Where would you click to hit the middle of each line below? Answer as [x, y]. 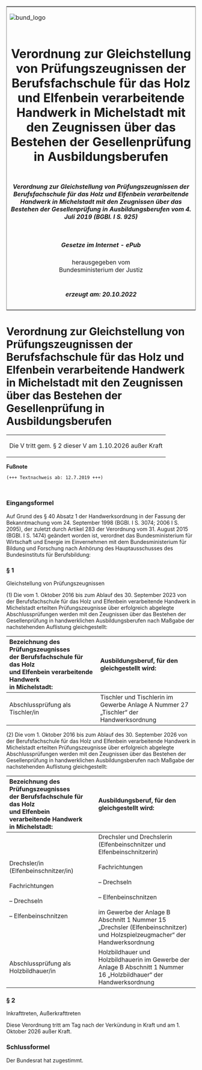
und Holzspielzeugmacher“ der [142, 935]
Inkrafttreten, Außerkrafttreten [44, 1013]
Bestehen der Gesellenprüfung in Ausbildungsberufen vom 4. [101, 209]
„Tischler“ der [119, 712]
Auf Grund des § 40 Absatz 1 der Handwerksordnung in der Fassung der [96, 516]
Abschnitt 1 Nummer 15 [132, 920]
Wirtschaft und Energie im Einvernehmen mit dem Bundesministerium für [96, 542]
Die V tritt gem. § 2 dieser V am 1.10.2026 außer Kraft [86, 445]
